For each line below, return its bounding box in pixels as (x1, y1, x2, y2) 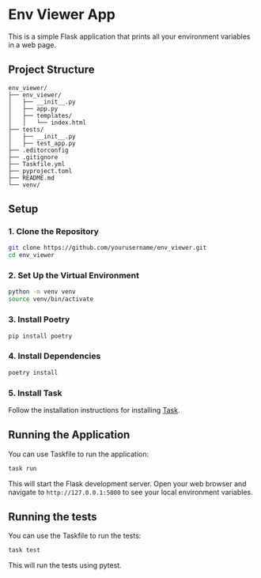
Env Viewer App (8, 6, 116, 24)
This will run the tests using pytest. (8, 561, 122, 570)
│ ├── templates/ (8, 111, 73, 119)
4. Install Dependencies (8, 350, 101, 361)
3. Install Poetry (8, 314, 70, 325)
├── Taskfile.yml (8, 160, 66, 168)
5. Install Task (8, 387, 62, 399)
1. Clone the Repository (8, 226, 99, 237)
